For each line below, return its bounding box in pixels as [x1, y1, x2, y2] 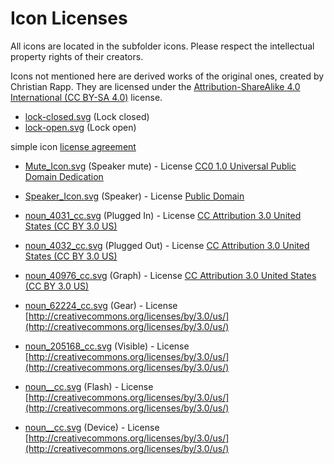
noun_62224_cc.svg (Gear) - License [24, 299, 178, 311]
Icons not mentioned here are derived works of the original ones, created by [10, 70, 325, 82]
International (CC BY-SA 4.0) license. [10, 91, 163, 103]
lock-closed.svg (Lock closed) [24, 110, 150, 122]
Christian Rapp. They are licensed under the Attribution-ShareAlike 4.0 [10, 80, 301, 92]
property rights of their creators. [10, 50, 144, 62]
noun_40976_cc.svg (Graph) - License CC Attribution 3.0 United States [24, 269, 317, 281]
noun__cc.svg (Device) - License [24, 421, 160, 433]
